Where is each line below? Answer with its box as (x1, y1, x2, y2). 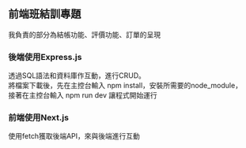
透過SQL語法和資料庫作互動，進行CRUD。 (8, 71, 146, 80)
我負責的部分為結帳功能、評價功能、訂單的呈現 (8, 30, 161, 39)
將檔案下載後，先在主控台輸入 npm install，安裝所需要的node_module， (8, 81, 243, 91)
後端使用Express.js (8, 51, 82, 62)
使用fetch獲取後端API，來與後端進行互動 (8, 131, 141, 141)
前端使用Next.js (8, 113, 70, 124)
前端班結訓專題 (8, 7, 81, 21)
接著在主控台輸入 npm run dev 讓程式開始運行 (8, 91, 158, 100)
